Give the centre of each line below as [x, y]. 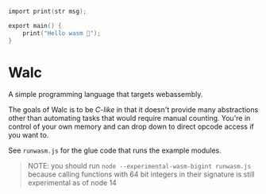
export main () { [35, 25]
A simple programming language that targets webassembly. [106, 95]
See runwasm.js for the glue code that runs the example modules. [115, 150]
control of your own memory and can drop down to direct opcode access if [131, 126]
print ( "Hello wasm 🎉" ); [62, 33]
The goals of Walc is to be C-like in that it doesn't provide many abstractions [133, 110]
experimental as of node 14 [72, 183]
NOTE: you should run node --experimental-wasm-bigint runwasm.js [139, 166]
